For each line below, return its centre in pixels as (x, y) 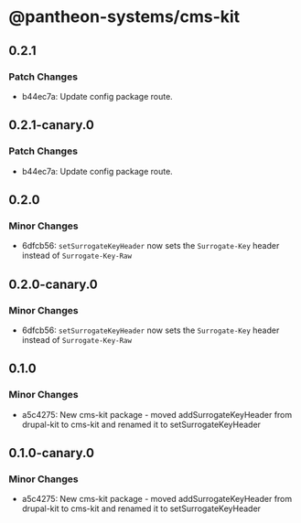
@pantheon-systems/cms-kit (124, 17)
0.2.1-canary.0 (52, 125)
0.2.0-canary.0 (53, 284)
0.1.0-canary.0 (52, 453)
